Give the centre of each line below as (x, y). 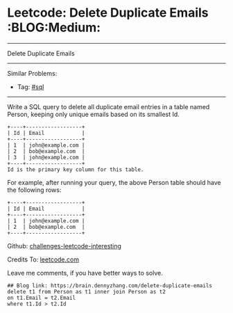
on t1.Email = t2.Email (42, 298)
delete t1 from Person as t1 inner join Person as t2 (87, 291)
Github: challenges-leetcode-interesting (64, 246)
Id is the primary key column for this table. (76, 169)
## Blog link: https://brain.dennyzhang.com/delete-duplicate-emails (110, 286)
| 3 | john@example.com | (46, 157)
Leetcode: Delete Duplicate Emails (108, 13)
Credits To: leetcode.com (43, 259)
